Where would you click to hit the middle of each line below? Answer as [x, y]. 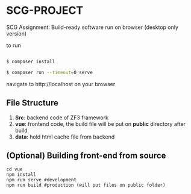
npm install [21, 175]
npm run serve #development [42, 180]
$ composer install [31, 61]
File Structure [32, 103]
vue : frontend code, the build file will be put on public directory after [100, 124]
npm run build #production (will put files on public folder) [86, 185]
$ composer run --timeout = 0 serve [50, 72]
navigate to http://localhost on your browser [61, 84]
